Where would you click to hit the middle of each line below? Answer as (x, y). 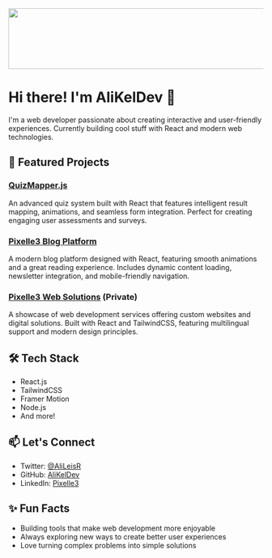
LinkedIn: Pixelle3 (49, 483)
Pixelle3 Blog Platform (53, 241)
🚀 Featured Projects (59, 162)
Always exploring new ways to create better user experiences (123, 536)
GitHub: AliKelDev (50, 474)
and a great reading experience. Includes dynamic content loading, (120, 267)
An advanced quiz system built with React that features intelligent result (128, 203)
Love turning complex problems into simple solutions (108, 545)
